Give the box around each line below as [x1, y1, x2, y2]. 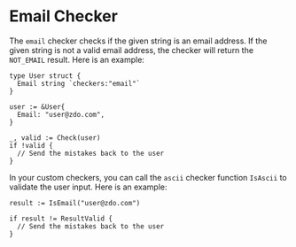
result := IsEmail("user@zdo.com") [9, 198, 141, 207]
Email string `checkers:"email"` [17, 79, 141, 88]
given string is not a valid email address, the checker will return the [9, 44, 254, 55]
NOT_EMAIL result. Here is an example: [9, 54, 144, 65]
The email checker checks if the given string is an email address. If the [9, 35, 268, 46]
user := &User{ [9, 102, 66, 112]
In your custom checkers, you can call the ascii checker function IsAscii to [9, 172, 287, 182]
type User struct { [9, 71, 82, 81]
